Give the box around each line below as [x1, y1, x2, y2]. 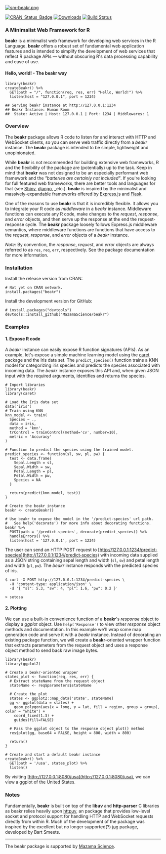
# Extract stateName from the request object [9, 679, 105, 684]
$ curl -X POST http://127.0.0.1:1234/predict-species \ [5, 577, 125, 583]
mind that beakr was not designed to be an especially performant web [5, 170, 149, 175]
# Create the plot [9, 692, 48, 697]
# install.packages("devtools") [5, 308, 72, 313]
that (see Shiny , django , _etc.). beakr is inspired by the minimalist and [5, 185, 147, 191]
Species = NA [14, 477, 41, 483]
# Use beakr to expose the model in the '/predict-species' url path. [5, 516, 154, 521]
